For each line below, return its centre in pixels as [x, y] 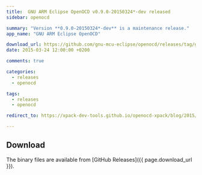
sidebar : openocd [28, 17]
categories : [21, 72]
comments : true [25, 61]
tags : [13, 93]
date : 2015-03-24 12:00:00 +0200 [48, 50]
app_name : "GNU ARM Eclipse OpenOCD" [54, 34]
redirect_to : [23, 116]
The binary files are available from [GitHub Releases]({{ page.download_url [99, 159]
